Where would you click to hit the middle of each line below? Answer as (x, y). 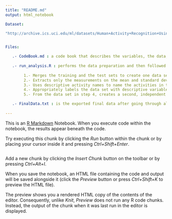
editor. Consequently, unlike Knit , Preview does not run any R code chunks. (84, 200)
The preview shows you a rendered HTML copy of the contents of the (79, 194)
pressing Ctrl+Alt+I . (26, 164)
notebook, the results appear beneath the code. (56, 128)
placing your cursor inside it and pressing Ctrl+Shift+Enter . (67, 144)
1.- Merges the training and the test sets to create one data (92, 75)
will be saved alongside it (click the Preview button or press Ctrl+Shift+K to (84, 179)
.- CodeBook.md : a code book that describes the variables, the (83, 56)
